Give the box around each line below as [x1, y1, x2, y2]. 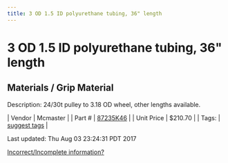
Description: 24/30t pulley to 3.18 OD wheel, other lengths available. [7, 100, 201, 108]
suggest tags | [7, 121, 48, 129]
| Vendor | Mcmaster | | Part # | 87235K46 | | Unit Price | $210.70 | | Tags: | [7, 113, 221, 122]
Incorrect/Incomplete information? [7, 148, 105, 156]
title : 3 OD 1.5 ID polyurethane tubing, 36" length [7, 10, 162, 17]
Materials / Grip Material [7, 82, 114, 94]
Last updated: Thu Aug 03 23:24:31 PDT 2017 [7, 134, 137, 142]
